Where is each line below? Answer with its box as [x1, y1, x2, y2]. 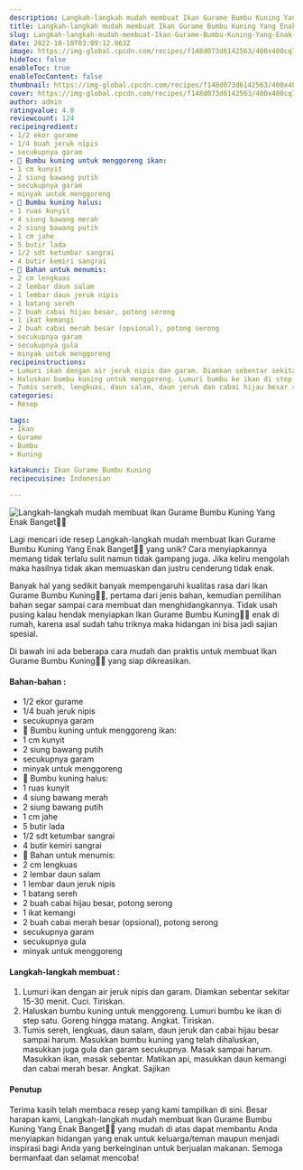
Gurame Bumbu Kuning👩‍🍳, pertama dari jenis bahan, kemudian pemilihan [9, 590, 281, 601]
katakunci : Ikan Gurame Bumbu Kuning [9, 466, 151, 475]
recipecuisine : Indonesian [9, 474, 111, 483]
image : [9, 47, 34, 56]
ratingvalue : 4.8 [9, 106, 75, 115]
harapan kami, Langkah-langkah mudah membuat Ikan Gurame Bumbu [9, 1113, 272, 1125]
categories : [9, 391, 54, 400]
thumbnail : [9, 80, 50, 89]
